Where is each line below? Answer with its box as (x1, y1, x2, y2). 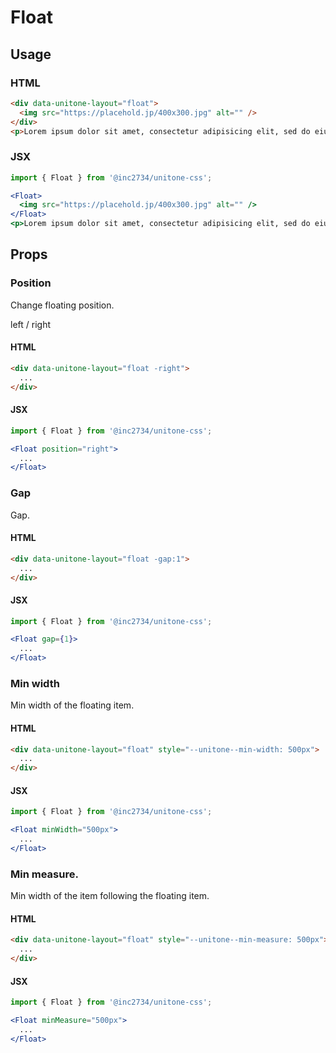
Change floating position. (10, 299, 115, 311)
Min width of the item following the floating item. (10, 890, 210, 902)
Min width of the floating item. (10, 699, 135, 711)
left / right (10, 318, 51, 330)
